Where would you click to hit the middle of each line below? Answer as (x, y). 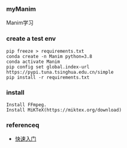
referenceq (23, 125)
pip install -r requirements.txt (48, 77)
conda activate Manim (33, 62)
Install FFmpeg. (26, 105)
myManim (21, 9)
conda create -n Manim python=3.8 (49, 56)
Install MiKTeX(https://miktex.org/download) (64, 110)
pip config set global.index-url (48, 67)
